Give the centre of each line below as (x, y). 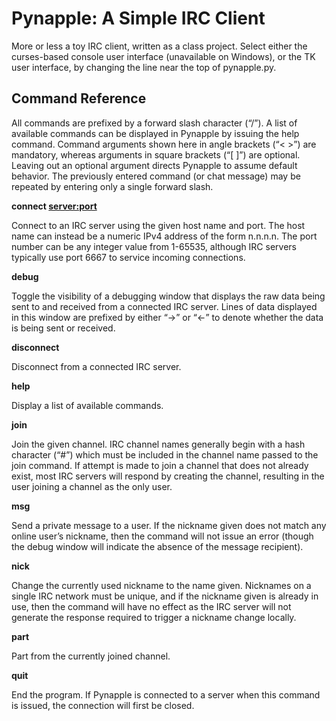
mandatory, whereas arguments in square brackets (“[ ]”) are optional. (156, 154)
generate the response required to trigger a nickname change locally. (154, 617)
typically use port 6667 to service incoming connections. (128, 257)
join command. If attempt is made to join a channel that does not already (160, 465)
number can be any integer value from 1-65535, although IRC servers (154, 246)
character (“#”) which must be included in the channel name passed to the (165, 454)
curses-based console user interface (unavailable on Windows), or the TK (163, 56)
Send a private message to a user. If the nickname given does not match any (169, 525)
